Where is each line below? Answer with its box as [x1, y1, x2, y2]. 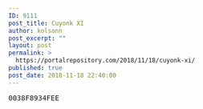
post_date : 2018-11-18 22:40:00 [8, 71, 116, 79]
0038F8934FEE [8, 93, 60, 103]
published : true [8, 64, 63, 72]
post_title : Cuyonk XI [8, 19, 84, 27]
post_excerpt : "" [8, 34, 67, 42]
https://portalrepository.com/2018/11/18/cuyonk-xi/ [15, 57, 196, 65]
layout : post [8, 42, 52, 50]
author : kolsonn [8, 26, 63, 34]
